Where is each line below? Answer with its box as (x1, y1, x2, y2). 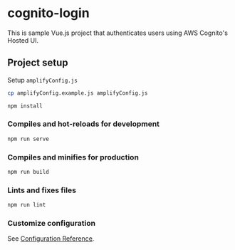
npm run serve (7, 135, 50, 142)
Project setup (7, 57, 69, 69)
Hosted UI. (7, 36, 39, 44)
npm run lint (7, 202, 46, 209)
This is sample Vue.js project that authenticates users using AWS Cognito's (7, 28, 228, 37)
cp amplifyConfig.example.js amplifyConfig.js (7, 89, 148, 97)
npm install (7, 102, 43, 110)
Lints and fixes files (7, 185, 77, 195)
